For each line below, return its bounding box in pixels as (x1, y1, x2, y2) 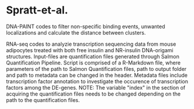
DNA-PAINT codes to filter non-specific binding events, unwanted (6, 23, 165, 30)
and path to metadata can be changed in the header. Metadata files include (6, 71, 188, 79)
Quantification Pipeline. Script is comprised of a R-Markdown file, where (6, 59, 181, 66)
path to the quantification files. (6, 96, 80, 103)
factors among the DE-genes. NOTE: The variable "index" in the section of (6, 84, 186, 91)
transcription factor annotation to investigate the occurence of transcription (6, 77, 189, 85)
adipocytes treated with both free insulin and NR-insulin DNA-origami (6, 46, 174, 53)
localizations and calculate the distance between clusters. (6, 29, 147, 36)
